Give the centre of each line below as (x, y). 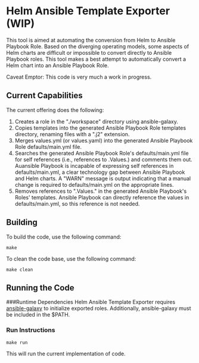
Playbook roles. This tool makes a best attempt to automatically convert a (96, 59)
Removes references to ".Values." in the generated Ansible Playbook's (101, 191)
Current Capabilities (44, 96)
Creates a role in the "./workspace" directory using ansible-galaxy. (97, 121)
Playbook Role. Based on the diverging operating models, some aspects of (98, 46)
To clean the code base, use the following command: (71, 259)
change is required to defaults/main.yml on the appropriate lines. (94, 184)
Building (22, 222)
